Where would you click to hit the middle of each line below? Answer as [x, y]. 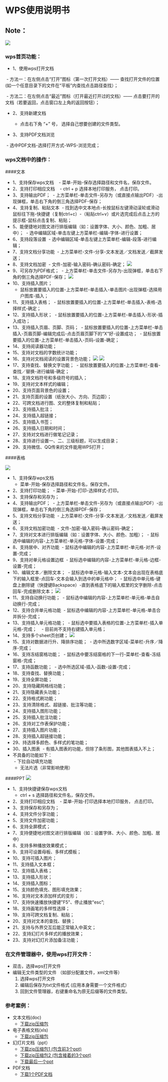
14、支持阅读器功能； [35, 346]
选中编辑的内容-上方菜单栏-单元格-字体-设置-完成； [66, 541]
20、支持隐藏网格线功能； [39, 685]
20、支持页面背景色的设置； [42, 390]
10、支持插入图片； [32, 283]
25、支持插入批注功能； [37, 717]
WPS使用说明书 [38, 10]
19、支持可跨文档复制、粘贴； [43, 915]
